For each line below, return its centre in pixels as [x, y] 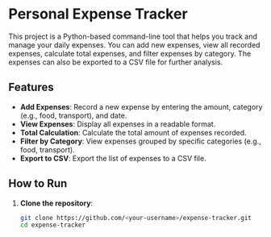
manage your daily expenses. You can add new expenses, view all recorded [134, 44]
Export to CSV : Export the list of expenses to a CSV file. [113, 158]
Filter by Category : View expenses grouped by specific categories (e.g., [141, 141]
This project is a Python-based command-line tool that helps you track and [133, 36]
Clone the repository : [56, 203]
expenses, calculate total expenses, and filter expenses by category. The [130, 53]
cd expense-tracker [53, 225]
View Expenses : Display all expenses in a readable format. [118, 124]
